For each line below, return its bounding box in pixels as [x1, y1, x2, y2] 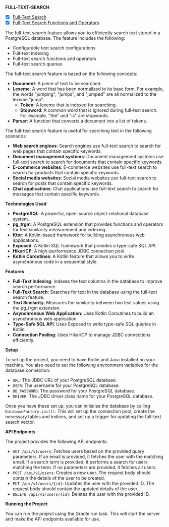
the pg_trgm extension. [12, 305, 61, 311]
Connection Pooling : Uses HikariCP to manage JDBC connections [12, 332, 151, 338]
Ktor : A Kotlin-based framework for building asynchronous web [12, 232, 145, 238]
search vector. [5, 419, 35, 425]
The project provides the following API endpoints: [5, 438, 108, 445]
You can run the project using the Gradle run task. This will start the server [5, 511, 160, 517]
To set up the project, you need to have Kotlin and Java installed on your [5, 357, 155, 363]
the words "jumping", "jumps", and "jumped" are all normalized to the [12, 91, 157, 97]
